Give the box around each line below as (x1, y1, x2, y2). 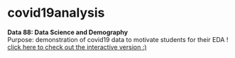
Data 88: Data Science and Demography (7, 28, 129, 36)
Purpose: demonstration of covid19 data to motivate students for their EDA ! (7, 35, 229, 43)
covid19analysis (7, 5, 105, 21)
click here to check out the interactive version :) (7, 43, 147, 51)
